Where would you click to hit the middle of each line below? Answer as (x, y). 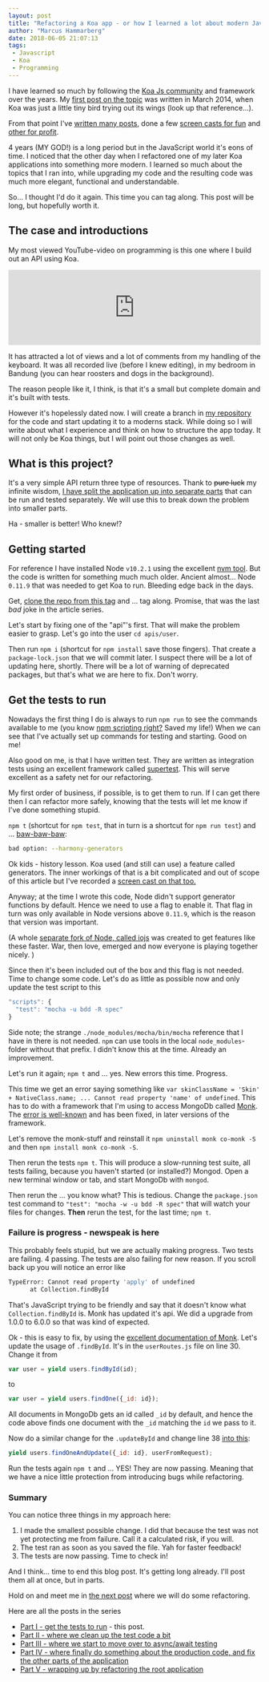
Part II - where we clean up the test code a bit (95, 1636)
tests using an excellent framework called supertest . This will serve (119, 769)
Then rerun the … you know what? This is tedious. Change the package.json (133, 1195)
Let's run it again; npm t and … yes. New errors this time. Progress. (118, 1073)
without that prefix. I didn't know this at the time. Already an (128, 1049)
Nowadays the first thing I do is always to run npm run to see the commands (133, 719)
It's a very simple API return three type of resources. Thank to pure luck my (133, 483)
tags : (17, 46)
